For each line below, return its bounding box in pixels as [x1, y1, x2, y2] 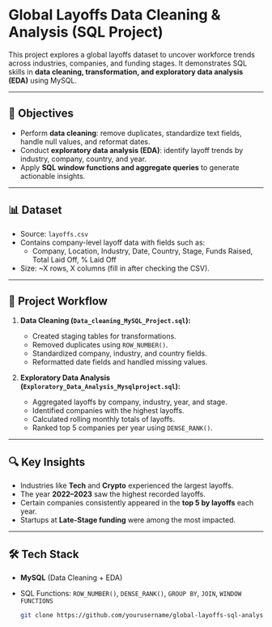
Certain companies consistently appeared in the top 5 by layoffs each [19, 498, 254, 508]
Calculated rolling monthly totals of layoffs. [32, 415, 176, 424]
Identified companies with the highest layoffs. [32, 406, 185, 416]
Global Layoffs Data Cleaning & [8, 6, 221, 24]
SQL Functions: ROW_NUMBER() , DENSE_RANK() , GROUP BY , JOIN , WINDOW [19, 589, 242, 598]
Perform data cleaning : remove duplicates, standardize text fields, [19, 128, 242, 138]
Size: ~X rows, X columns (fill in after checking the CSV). [19, 263, 210, 273]
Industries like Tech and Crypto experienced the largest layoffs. [19, 480, 234, 491]
